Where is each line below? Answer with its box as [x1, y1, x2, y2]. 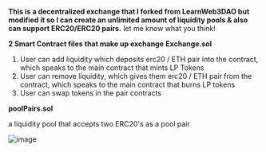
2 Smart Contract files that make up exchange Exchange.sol [8, 39, 212, 49]
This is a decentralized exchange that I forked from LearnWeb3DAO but [8, 7, 250, 16]
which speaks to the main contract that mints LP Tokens [19, 63, 204, 72]
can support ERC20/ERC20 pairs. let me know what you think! [8, 24, 216, 33]
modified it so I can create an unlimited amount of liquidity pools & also [8, 15, 248, 25]
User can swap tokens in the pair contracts [19, 88, 162, 98]
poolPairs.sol [8, 103, 54, 113]
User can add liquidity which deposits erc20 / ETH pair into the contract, [19, 55, 259, 64]
